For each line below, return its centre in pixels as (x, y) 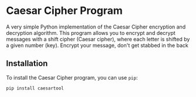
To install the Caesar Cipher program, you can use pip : (72, 77)
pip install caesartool (35, 88)
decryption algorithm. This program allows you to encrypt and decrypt (91, 33)
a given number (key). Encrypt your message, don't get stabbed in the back (97, 45)
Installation (27, 64)
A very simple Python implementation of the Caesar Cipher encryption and (96, 27)
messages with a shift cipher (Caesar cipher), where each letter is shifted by (98, 39)
